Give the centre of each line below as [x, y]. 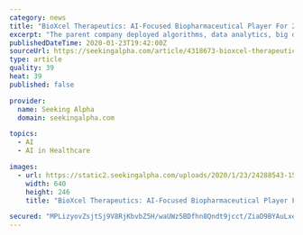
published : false [42, 85]
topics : [24, 134]
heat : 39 [26, 77]
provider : [28, 101]
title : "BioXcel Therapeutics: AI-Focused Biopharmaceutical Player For [149, 26]
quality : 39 [32, 68]
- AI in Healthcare [54, 151]
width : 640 [46, 184]
